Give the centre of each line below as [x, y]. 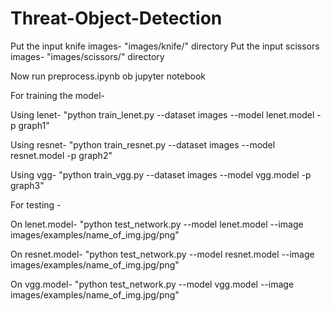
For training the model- [58, 95]
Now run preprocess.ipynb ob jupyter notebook [108, 76]
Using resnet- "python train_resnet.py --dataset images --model [143, 144]
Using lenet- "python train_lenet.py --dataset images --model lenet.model [162, 114]
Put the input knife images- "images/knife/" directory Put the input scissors [165, 46]
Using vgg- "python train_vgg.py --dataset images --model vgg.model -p [161, 174]
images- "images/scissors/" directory [87, 56]
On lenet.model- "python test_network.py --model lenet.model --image [157, 224]
